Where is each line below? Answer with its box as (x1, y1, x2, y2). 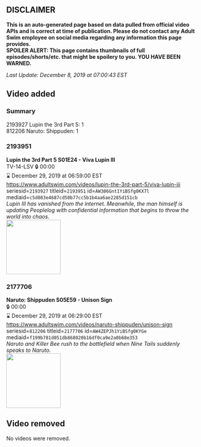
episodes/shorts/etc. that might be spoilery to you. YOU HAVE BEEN (6, 53, 181, 60)
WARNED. (6, 59, 32, 67)
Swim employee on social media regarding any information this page (6, 33, 182, 41)
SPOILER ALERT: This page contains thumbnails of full (6, 47, 145, 54)
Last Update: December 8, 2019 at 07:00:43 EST (6, 71, 128, 78)
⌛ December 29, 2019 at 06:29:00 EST (6, 312, 103, 320)
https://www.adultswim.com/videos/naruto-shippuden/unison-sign (6, 321, 173, 328)
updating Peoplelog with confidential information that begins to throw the (6, 206, 189, 214)
